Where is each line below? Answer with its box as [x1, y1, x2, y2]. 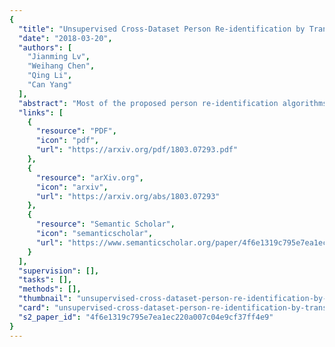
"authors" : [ [18, 42, 73, 53]
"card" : [18, 303, 51, 313]
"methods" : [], [18, 284, 82, 295]
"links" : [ [18, 107, 64, 118]
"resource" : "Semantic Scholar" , [35, 219, 176, 230]
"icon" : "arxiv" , [35, 182, 109, 192]
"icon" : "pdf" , [35, 136, 100, 146]
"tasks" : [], [18, 275, 73, 285]
